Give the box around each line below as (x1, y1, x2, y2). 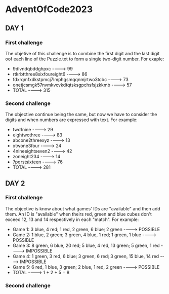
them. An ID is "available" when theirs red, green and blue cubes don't (5, 211, 152, 217)
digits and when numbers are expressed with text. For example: (5, 117, 138, 123)
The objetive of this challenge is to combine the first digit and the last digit (5, 50, 160, 56)
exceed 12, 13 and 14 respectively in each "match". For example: (5, 216, 139, 223)
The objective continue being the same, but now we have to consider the (5, 112, 157, 118)
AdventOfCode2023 (5, 4, 93, 15)
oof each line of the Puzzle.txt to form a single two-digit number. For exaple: (5, 56, 164, 62)
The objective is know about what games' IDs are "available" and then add (5, 205, 160, 211)
